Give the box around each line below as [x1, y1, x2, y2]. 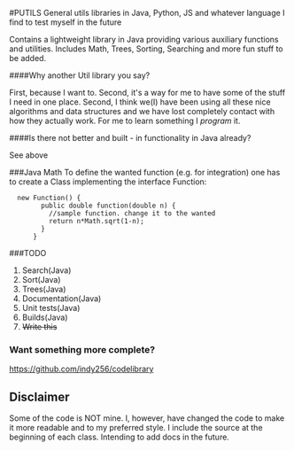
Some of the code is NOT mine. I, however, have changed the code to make [9, 413, 285, 424]
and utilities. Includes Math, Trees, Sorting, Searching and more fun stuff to [9, 43, 283, 54]
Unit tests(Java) [21, 303, 81, 313]
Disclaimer [9, 389, 70, 404]
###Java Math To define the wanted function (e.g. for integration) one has [9, 167, 281, 177]
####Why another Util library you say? [9, 70, 151, 81]
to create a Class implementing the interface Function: [9, 176, 207, 187]
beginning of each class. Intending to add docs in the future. [9, 432, 230, 442]
